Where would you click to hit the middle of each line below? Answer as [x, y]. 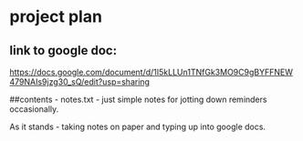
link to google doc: [63, 50]
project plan [56, 17]
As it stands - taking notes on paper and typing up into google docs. [138, 126]
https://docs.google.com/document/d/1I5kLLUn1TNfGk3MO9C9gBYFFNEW [151, 72]
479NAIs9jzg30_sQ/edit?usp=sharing [80, 82]
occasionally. [34, 109]
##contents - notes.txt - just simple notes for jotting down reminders [138, 99]
